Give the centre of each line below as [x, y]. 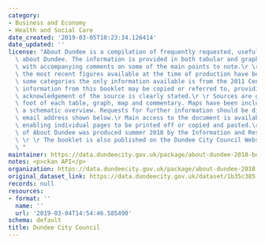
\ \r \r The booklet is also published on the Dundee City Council [129, 140]
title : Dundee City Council [54, 228]
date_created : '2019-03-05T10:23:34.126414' [82, 37]
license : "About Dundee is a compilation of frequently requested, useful [134, 52]
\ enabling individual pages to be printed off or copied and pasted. [134, 125]
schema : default [35, 220]
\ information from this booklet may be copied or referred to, [123, 89]
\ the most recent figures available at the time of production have [132, 74]
